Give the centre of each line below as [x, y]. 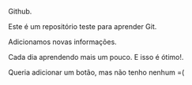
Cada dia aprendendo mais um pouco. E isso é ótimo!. [96, 57]
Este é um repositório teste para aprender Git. [83, 26]
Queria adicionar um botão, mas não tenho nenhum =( [96, 72]
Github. [20, 11]
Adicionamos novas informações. [62, 42]
